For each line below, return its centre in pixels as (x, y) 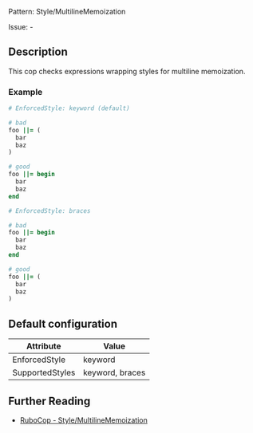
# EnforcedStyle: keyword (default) (69, 108)
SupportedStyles (44, 372)
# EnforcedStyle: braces (49, 211)
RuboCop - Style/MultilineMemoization (83, 420)
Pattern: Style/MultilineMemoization (67, 12)
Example (26, 92)
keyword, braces (114, 372)
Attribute (44, 346)
